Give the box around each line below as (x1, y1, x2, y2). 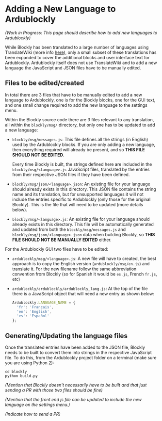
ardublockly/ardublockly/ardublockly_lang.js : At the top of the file (12, 285, 148, 291)
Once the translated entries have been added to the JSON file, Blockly (5, 344, 146, 350)
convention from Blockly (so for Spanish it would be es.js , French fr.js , (12, 271, 158, 277)
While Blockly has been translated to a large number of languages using (5, 44, 149, 50)
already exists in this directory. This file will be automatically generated (12, 221, 154, 227)
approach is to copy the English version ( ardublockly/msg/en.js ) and (12, 260, 150, 266)
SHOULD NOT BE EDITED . (12, 152, 65, 158)
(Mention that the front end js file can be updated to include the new (5, 396, 142, 402)
